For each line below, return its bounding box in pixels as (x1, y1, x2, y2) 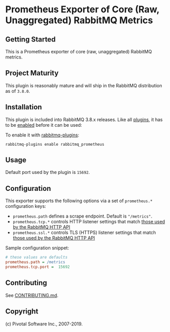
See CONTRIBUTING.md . (5, 292, 59, 298)
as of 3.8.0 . (5, 88, 30, 94)
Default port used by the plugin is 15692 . (5, 169, 90, 175)
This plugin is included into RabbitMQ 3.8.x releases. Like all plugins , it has (5, 116, 163, 123)
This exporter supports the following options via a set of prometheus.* (5, 198, 153, 204)
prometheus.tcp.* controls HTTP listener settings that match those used (12, 219, 165, 225)
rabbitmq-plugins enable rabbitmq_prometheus (5, 142, 104, 147)
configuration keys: (5, 203, 46, 209)
